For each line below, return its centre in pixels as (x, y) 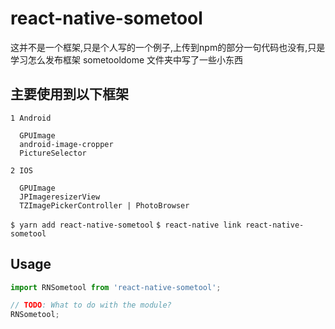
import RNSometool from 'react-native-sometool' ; (116, 287)
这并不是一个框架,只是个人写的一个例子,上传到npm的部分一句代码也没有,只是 (168, 47)
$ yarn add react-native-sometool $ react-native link (126, 225)
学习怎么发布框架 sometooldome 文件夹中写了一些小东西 (127, 59)
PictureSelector (53, 153)
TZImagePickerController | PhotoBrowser (104, 205)
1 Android (31, 118)
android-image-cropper (66, 144)
